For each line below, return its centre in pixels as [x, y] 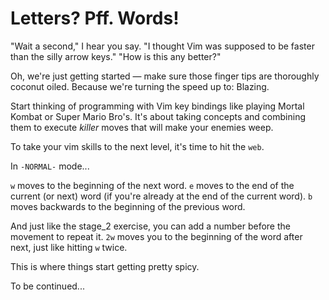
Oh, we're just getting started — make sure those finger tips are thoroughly [165, 76]
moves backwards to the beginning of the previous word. [128, 206]
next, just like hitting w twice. [69, 247]
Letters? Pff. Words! [95, 18]
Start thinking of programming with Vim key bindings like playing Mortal [157, 106]
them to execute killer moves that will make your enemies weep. [142, 127]
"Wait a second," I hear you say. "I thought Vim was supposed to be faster [162, 46]
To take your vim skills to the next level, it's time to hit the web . [137, 146]
